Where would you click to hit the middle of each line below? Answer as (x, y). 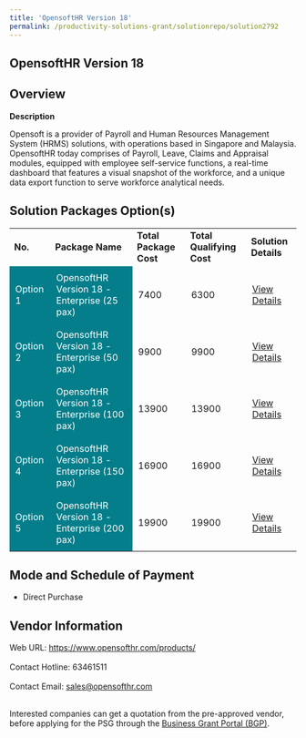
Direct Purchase (53, 597)
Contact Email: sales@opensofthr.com (81, 687)
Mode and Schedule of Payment (102, 575)
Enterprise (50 (87, 357)
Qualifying (213, 247)
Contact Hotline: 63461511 (58, 667)
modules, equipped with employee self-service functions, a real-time (139, 163)
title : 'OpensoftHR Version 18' (71, 18)
